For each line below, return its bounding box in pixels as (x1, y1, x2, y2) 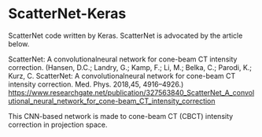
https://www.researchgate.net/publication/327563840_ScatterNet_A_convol (8, 87, 255, 97)
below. (8, 39, 30, 48)
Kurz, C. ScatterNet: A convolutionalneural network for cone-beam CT (8, 71, 236, 80)
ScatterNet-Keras (8, 5, 127, 23)
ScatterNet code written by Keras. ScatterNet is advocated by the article (8, 31, 243, 40)
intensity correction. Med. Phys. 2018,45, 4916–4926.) (8, 80, 184, 89)
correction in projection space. (8, 120, 108, 129)
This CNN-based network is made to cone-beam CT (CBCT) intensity (8, 111, 234, 120)
